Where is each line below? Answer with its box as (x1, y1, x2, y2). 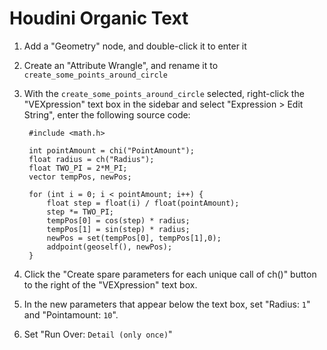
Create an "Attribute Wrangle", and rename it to (23, 59, 219, 71)
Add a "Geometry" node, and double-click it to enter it (23, 40, 247, 52)
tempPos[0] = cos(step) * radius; (46, 215, 191, 226)
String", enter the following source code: (23, 108, 191, 121)
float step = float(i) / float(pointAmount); (46, 198, 240, 208)
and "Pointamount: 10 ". (23, 308, 119, 321)
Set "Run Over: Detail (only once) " (23, 328, 173, 340)
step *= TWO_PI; (46, 207, 114, 217)
